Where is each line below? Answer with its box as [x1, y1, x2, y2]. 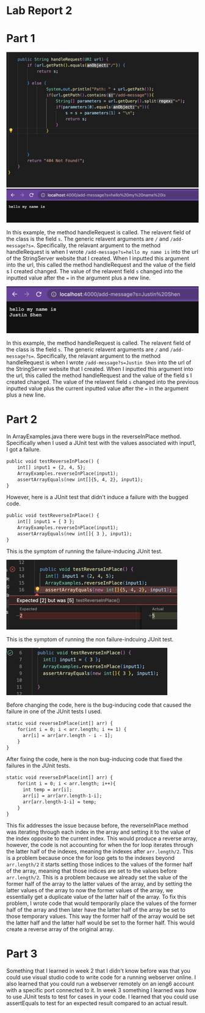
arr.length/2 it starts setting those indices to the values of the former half [6, 860, 193, 868]
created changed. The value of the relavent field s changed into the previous [6, 378, 199, 386]
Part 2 [6, 413, 38, 427]
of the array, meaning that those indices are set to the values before [6, 867, 177, 874]
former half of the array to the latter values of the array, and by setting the [6, 880, 192, 887]
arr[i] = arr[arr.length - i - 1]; [22, 732, 113, 738]
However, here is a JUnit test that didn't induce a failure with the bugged [6, 493, 189, 500]
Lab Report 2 [6, 4, 73, 18]
